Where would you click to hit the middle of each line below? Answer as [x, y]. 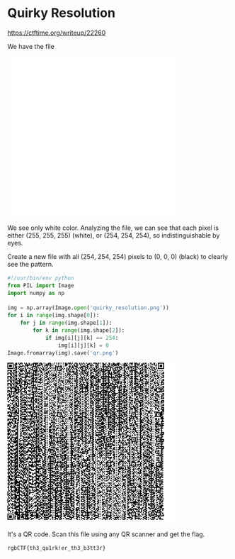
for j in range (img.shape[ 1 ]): [66, 323]
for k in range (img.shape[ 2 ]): [79, 331]
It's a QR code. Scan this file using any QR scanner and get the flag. [106, 534]
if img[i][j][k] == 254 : [82, 338]
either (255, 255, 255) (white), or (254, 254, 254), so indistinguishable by [114, 235]
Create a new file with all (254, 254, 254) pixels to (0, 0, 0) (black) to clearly [118, 256]
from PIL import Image [41, 285]
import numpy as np [36, 293]
